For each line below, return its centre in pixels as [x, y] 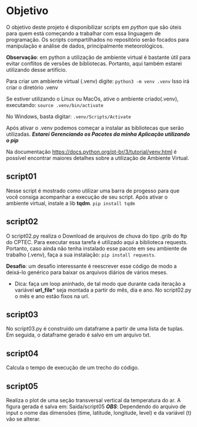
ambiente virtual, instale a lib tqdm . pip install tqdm [71, 203]
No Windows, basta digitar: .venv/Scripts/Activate [69, 116]
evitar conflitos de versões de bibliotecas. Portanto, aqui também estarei [94, 64]
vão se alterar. [24, 419]
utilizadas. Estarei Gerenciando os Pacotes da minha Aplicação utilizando [98, 134]
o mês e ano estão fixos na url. [52, 296]
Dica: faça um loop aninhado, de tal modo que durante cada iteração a [100, 283]
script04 [22, 353]
